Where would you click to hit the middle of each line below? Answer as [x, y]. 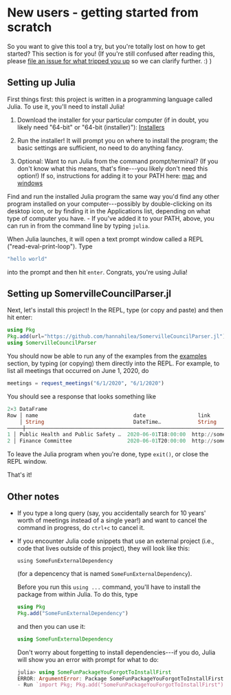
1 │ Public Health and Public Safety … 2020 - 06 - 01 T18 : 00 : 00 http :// [110, 435]
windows [30, 183]
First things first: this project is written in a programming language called [110, 99]
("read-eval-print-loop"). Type [50, 246]
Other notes [33, 496]
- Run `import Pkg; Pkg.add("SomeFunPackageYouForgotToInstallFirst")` [122, 685]
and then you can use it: [51, 626]
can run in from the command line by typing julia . [78, 226]
